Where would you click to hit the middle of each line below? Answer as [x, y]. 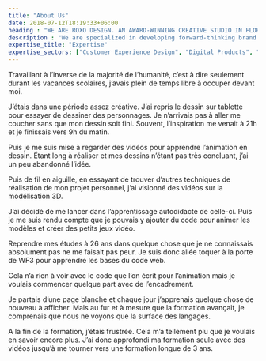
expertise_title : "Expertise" [58, 45]
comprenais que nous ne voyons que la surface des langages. [110, 316]
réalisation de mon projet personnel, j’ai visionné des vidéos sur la [116, 188]
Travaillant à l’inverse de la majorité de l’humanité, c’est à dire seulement [126, 75]
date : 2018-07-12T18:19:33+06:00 [63, 23]
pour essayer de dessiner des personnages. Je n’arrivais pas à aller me [125, 115]
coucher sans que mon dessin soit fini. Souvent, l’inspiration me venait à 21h [133, 124]
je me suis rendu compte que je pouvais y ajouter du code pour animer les [129, 220]
